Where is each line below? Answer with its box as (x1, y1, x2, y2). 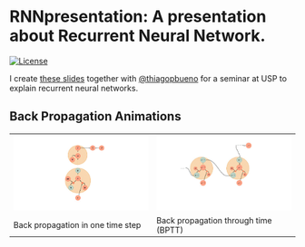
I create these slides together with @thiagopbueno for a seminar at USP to (9, 72, 288, 83)
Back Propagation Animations (9, 109, 182, 124)
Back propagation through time (156, 214, 272, 225)
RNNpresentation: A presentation (9, 6, 267, 27)
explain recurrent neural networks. (9, 82, 139, 93)
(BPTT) (156, 224, 184, 235)
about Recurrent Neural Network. (9, 25, 266, 46)
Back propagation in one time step (13, 220, 142, 231)
